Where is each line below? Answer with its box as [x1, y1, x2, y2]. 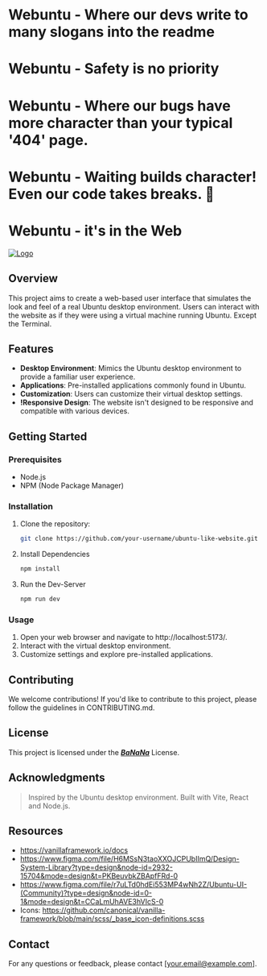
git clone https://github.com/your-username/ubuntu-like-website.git [19, 534, 259, 543]
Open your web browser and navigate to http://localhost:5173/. [19, 633, 228, 642]
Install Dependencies [19, 550, 90, 559]
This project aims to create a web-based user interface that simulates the [8, 293, 252, 303]
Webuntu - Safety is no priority [8, 60, 220, 78]
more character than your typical [8, 114, 233, 132]
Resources [8, 824, 64, 838]
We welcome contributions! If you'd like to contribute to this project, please [8, 695, 257, 704]
